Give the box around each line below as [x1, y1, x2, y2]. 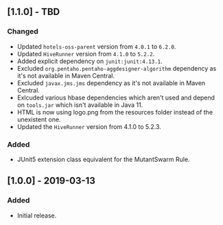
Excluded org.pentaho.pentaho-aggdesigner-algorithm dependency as [16, 64, 217, 72]
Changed [7, 27, 39, 36]
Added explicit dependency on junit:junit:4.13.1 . [16, 57, 163, 65]
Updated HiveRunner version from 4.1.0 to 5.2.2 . [16, 49, 155, 58]
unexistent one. [16, 115, 61, 123]
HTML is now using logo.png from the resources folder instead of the [16, 108, 213, 116]
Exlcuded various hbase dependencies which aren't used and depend [16, 93, 215, 102]
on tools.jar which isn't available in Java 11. [16, 100, 143, 109]
